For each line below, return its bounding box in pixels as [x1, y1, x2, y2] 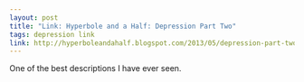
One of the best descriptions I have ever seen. [9, 63, 182, 74]
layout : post [9, 13, 59, 23]
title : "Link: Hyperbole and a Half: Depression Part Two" [9, 22, 237, 31]
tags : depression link [9, 30, 95, 39]
